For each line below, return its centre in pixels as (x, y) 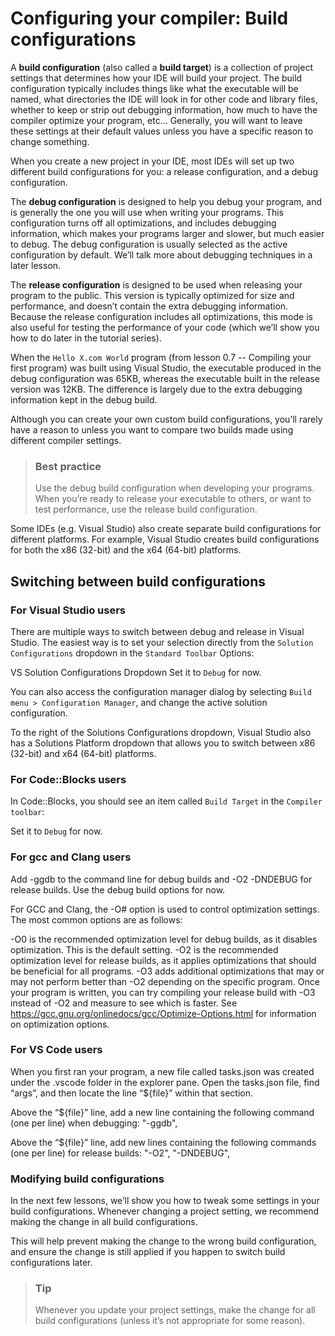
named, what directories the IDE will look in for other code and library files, (164, 99)
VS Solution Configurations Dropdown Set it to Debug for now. (136, 672)
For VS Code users (56, 1050)
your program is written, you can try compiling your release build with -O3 (163, 992)
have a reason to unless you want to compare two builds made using (152, 429)
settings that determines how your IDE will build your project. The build (156, 78)
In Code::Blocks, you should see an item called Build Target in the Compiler (166, 801)
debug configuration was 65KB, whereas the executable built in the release (165, 378)
